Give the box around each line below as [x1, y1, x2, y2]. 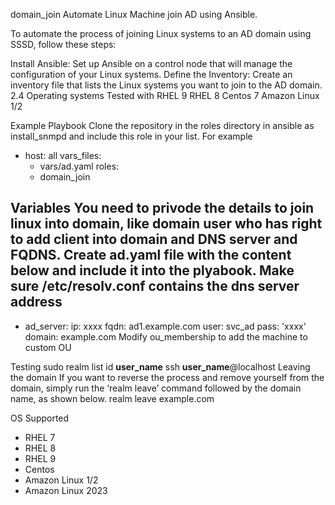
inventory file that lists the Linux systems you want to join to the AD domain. [10, 79, 323, 91]
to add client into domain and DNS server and [10, 231, 298, 248]
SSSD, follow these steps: [10, 39, 117, 50]
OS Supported [10, 412, 70, 424]
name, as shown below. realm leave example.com [10, 392, 215, 404]
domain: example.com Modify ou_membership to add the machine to [24, 330, 308, 343]
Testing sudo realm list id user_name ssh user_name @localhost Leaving [10, 360, 311, 373]
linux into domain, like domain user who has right [10, 215, 323, 233]
